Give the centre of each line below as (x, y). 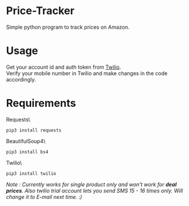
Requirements (41, 103)
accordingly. (21, 79)
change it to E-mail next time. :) (44, 197)
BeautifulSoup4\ (26, 141)
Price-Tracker (40, 11)
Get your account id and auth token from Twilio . (64, 67)
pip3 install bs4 (27, 152)
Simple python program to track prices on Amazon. (68, 27)
